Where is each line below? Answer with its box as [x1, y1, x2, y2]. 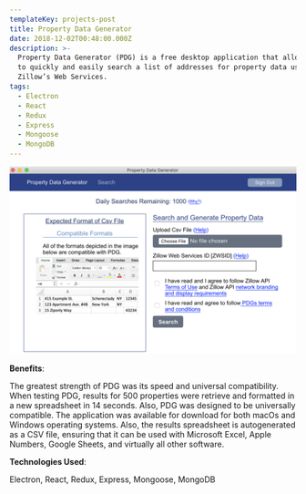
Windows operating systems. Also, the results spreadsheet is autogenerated [9, 419, 296, 430]
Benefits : [9, 363, 46, 374]
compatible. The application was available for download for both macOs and [9, 409, 296, 420]
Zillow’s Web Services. [17, 73, 107, 82]
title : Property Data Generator [9, 24, 132, 34]
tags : [9, 82, 30, 91]
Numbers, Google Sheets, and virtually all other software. [9, 438, 225, 449]
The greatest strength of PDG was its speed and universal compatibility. [9, 380, 280, 391]
